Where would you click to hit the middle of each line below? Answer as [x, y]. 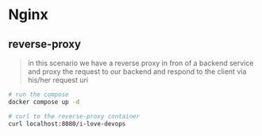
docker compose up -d [44, 102]
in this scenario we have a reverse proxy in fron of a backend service [141, 63]
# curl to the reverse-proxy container [74, 116]
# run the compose [39, 95]
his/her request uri [58, 80]
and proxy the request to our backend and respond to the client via [137, 72]
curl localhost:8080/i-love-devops [67, 124]
